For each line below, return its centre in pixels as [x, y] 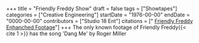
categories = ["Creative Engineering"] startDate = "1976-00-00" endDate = [98, 15]
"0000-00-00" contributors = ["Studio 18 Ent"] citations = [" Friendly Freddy [99, 21]
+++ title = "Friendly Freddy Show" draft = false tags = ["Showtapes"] [92, 9]
